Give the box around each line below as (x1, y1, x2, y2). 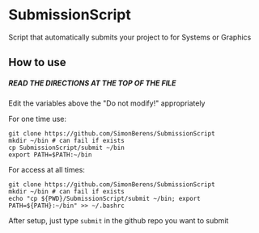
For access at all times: (8, 165, 85, 175)
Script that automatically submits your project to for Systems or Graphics (8, 32, 252, 42)
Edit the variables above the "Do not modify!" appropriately (8, 98, 206, 108)
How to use (8, 56, 66, 69)
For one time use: (8, 114, 67, 124)
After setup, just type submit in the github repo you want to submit (8, 216, 229, 226)
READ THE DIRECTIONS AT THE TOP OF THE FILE (8, 78, 176, 88)
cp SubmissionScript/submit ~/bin (8, 144, 125, 152)
